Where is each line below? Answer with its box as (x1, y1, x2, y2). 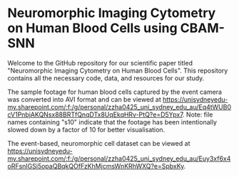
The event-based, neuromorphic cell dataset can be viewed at (7, 139, 190, 147)
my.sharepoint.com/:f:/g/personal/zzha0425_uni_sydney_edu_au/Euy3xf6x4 (7, 154, 231, 163)
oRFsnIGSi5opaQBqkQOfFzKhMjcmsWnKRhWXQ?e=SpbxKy (7, 161, 184, 170)
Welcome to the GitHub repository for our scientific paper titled (7, 58, 193, 67)
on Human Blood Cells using (7, 20, 178, 36)
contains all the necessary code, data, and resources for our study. (7, 73, 205, 82)
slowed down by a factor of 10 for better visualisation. (7, 125, 166, 134)
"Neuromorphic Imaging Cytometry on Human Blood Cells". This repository (7, 66, 228, 75)
